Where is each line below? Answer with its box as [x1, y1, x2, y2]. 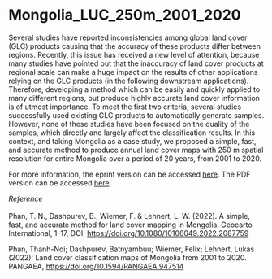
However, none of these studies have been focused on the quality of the [8, 119, 250, 129]
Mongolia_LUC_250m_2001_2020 [8, 6, 241, 24]
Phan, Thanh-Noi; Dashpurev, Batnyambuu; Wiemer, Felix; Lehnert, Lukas [8, 244, 255, 254]
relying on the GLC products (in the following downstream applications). [8, 76, 249, 85]
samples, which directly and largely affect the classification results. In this [8, 128, 256, 137]
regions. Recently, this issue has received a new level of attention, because [8, 50, 260, 59]
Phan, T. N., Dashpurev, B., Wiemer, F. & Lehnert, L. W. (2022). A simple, [8, 211, 250, 220]
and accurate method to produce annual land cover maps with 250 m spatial [8, 145, 264, 155]
